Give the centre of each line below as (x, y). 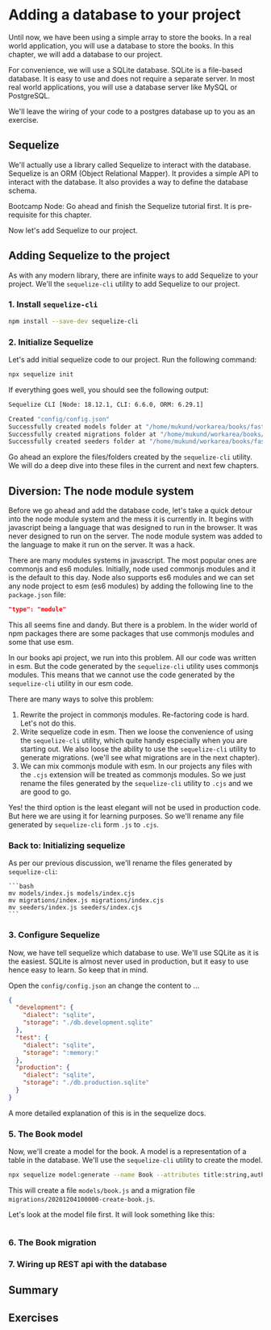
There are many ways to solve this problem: (81, 699)
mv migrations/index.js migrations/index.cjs (86, 901)
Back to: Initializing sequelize (67, 845)
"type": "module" (38, 610)
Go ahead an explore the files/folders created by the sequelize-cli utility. (130, 457)
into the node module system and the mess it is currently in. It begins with (131, 519)
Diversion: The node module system (101, 491)
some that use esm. (41, 642)
